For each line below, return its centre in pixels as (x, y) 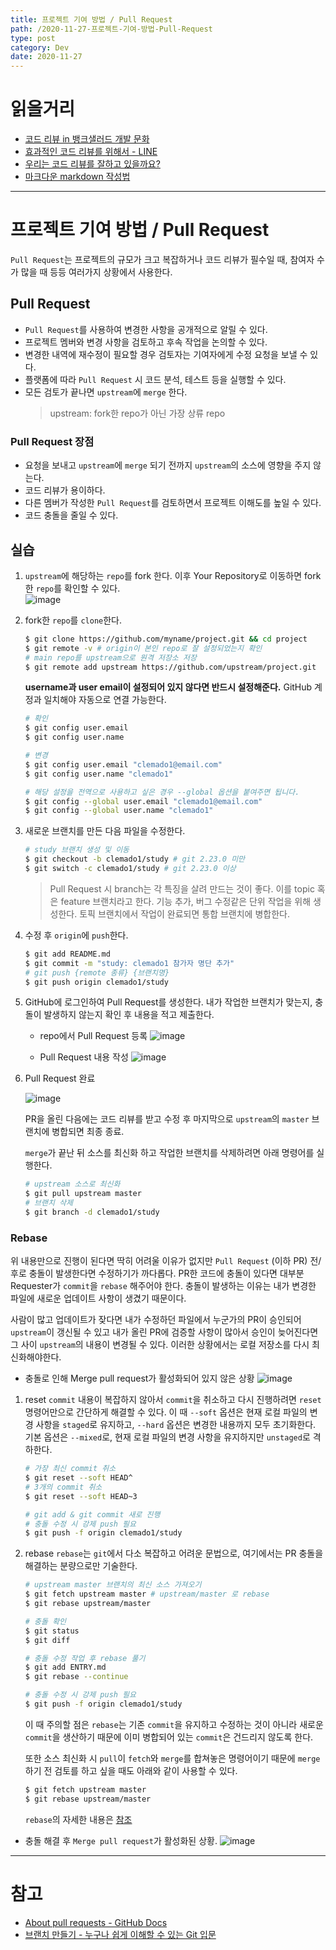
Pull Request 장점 (52, 441)
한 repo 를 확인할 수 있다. (72, 588)
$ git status (52, 1631)
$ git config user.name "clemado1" (99, 774)
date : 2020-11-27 (46, 57)
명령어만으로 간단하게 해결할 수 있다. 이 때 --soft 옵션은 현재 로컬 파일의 (166, 1412)
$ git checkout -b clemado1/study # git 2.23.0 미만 (135, 859)
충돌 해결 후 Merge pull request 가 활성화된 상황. (121, 1840)
